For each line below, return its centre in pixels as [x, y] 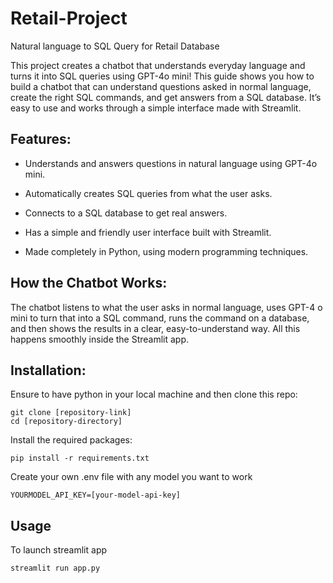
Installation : [48, 370]
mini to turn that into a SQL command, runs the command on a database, [160, 318]
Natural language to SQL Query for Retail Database [115, 46]
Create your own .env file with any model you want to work [131, 477]
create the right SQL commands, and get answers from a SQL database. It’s [166, 97]
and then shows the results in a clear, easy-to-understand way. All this [155, 328]
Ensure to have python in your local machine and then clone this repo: [154, 394]
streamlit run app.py [55, 568]
